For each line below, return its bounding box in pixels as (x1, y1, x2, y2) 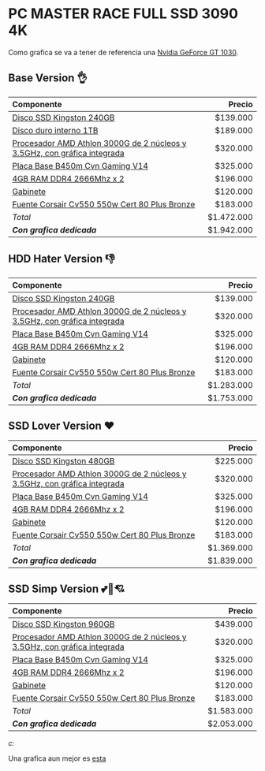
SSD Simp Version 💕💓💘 (8, 582, 125, 595)
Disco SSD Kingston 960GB (12, 619, 115, 630)
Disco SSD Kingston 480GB (12, 456, 115, 467)
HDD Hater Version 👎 (8, 252, 116, 266)
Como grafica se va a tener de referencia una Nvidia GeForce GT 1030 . (8, 47, 239, 57)
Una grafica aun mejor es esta (8, 754, 106, 763)
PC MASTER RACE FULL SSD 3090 (8, 5, 239, 23)
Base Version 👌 (8, 72, 88, 85)
